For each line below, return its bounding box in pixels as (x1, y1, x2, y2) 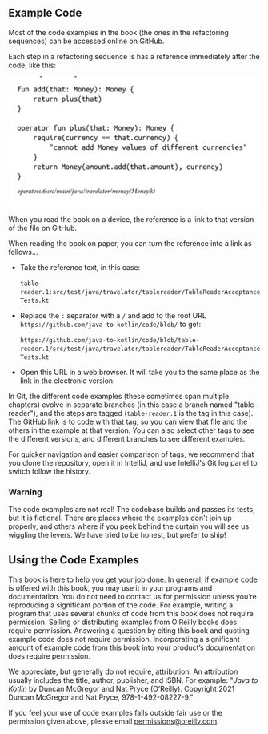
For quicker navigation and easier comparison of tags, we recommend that (8, 449, 254, 459)
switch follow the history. (8, 466, 91, 476)
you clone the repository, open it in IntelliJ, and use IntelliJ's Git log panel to (8, 458, 258, 467)
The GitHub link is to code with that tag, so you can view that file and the (8, 417, 248, 426)
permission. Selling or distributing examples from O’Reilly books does (8, 617, 238, 627)
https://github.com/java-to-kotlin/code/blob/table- (19, 336, 200, 344)
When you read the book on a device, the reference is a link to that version (8, 214, 254, 224)
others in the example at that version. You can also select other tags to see (8, 425, 254, 435)
